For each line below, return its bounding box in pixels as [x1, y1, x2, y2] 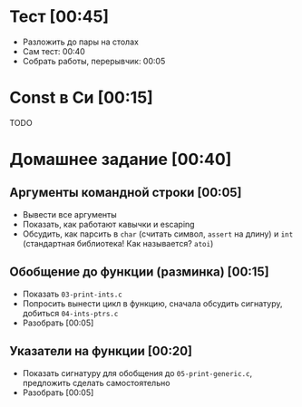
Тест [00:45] [9, 6, 110, 27]
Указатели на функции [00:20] [9, 344, 193, 359]
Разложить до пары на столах [22, 36, 139, 47]
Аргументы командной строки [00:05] [9, 185, 242, 200]
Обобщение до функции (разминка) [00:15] [9, 265, 269, 280]
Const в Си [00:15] [9, 88, 154, 108]
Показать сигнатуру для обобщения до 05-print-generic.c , [22, 367, 252, 378]
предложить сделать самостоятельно [22, 377, 170, 388]
